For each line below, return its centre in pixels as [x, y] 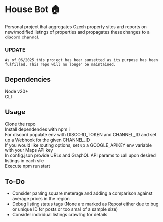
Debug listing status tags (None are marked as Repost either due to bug [85, 204]
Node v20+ [17, 91]
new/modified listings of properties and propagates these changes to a [77, 32]
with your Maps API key [29, 150]
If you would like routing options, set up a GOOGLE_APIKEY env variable [79, 145]
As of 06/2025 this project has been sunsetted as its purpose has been [81, 60]
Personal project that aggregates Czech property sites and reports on [76, 26]
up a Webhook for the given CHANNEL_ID [48, 140]
